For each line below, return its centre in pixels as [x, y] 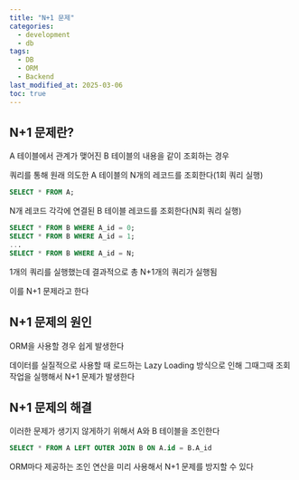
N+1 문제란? [42, 132]
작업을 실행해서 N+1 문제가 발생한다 [72, 376]
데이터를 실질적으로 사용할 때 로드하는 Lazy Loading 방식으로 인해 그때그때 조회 [150, 365]
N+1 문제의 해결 [51, 407]
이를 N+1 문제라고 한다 [49, 291]
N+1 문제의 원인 [51, 322]
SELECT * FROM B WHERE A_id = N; [72, 253]
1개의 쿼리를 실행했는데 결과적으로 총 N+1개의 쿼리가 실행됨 [113, 272]
